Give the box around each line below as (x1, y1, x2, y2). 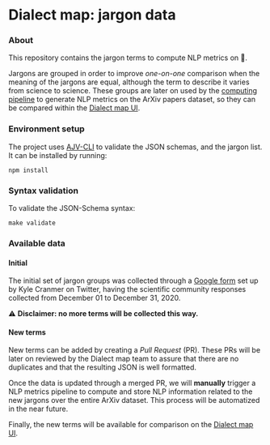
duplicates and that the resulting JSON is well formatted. (8, 362, 196, 372)
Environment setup (8, 123, 85, 135)
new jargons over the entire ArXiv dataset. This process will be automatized (8, 396, 260, 405)
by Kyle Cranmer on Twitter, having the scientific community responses (8, 285, 247, 294)
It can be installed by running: (8, 150, 108, 160)
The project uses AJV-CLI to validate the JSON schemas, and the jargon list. (8, 142, 263, 152)
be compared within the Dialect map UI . (8, 103, 141, 113)
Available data (8, 237, 66, 249)
